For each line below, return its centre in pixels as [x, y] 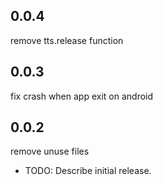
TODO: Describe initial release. [88, 171]
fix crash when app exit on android [82, 96]
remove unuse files [50, 151]
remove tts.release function [67, 40]
